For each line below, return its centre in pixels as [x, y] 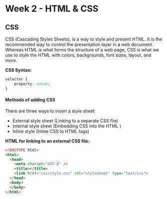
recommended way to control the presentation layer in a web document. [79, 44]
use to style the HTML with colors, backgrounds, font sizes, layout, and [78, 55]
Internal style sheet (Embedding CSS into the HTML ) [67, 126]
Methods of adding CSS [30, 100]
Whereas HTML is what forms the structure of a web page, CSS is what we [82, 50]
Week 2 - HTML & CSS [52, 9]
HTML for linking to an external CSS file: [47, 141]
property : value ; [32, 84]
